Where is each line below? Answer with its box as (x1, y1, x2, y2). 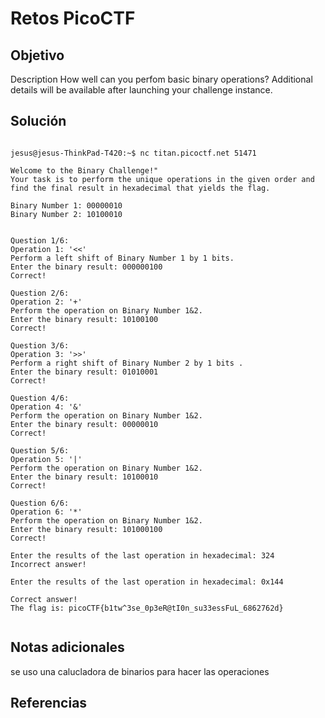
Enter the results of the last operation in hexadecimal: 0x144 (10, 577, 284, 587)
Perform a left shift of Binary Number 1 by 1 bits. (10, 253, 235, 263)
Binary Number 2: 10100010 (10, 209, 123, 219)
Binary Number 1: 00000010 (10, 200, 123, 211)
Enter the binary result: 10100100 (10, 314, 159, 324)
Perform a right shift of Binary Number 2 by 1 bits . (10, 358, 244, 368)
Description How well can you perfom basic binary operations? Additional (10, 73, 313, 85)
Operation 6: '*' (10, 507, 83, 517)
